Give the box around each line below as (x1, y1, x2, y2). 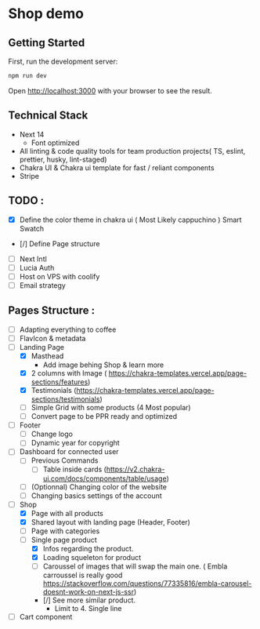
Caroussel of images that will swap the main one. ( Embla (42, 562, 228, 571)
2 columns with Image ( (31, 368, 107, 377)
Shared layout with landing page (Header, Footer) (31, 517, 190, 526)
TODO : (8, 194, 45, 208)
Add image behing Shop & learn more (42, 360, 164, 369)
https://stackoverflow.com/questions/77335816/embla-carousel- (42, 579, 252, 588)
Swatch (19, 224, 45, 233)
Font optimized (31, 138, 80, 147)
